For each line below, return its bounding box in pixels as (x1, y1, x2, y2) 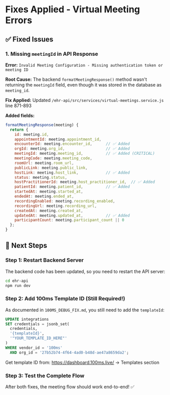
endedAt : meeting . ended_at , (14, 194, 74, 199)
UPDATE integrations (5, 317, 50, 322)
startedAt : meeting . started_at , (14, 189, 83, 194)
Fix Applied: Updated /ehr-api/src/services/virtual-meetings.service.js (5, 97, 164, 103)
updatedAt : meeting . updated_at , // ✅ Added (14, 213, 130, 218)
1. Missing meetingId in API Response (5, 50, 99, 57)
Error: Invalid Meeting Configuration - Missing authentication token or (5, 61, 163, 68)
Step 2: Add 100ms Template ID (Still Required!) (5, 295, 126, 302)
